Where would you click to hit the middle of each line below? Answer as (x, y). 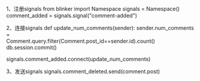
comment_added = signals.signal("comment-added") (72, 16)
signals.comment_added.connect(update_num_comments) (78, 59)
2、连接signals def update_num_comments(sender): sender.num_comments (100, 28)
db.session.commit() (31, 47)
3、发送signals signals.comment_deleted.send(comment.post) (83, 71)
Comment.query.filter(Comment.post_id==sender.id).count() (81, 41)
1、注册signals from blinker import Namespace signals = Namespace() (93, 9)
